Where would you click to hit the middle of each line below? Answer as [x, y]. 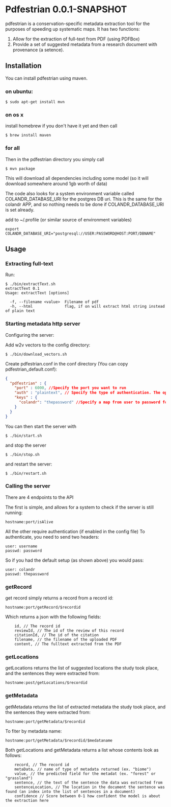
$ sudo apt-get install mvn [35, 102]
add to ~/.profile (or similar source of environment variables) [69, 220]
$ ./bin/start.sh [24, 435]
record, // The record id [42, 765]
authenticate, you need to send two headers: [52, 537]
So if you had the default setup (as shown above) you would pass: [75, 560]
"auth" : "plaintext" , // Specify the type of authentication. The [88, 393]
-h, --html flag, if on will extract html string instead [88, 307]
